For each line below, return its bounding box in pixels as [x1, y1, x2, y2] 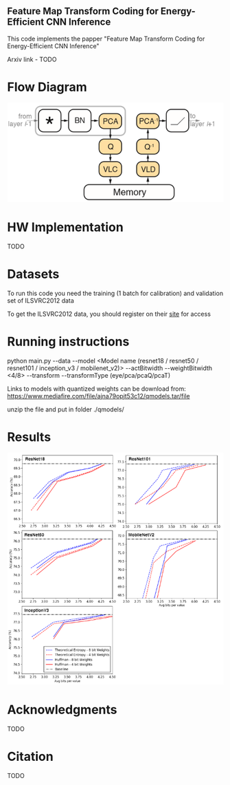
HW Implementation [7, 219, 124, 235]
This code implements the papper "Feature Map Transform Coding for [7, 34, 205, 43]
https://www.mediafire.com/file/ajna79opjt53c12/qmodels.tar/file [7, 391, 190, 400]
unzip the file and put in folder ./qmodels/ [7, 405, 125, 413]
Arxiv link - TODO [7, 55, 57, 63]
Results [7, 429, 51, 444]
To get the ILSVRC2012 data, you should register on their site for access [7, 310, 211, 318]
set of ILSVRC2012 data [7, 296, 74, 305]
